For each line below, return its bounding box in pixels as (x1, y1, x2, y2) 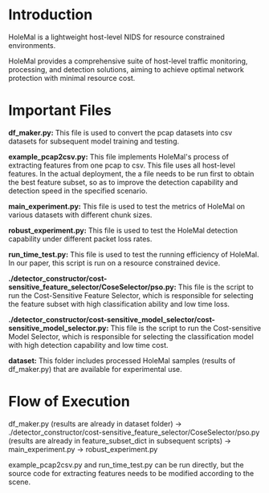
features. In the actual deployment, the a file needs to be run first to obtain (8, 168, 255, 178)
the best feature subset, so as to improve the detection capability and (8, 177, 238, 187)
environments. (8, 40, 56, 50)
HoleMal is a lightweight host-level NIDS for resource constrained (8, 32, 225, 42)
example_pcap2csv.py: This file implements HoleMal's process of (8, 152, 229, 161)
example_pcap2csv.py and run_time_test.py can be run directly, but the (8, 459, 244, 470)
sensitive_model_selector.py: (8, 323, 109, 333)
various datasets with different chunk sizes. (8, 210, 153, 220)
